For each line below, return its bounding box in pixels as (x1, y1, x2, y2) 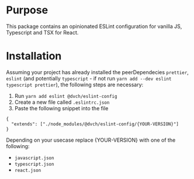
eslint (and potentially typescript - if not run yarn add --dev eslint (6, 75, 172, 82)
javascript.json (14, 155, 54, 161)
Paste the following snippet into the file (14, 104, 109, 111)
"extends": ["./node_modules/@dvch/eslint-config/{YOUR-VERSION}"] (11, 121, 179, 127)
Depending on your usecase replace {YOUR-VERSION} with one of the (6, 136, 176, 143)
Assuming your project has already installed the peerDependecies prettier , (6, 68, 189, 76)
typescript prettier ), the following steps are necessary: (6, 81, 144, 88)
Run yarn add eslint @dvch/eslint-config (14, 92, 117, 99)
